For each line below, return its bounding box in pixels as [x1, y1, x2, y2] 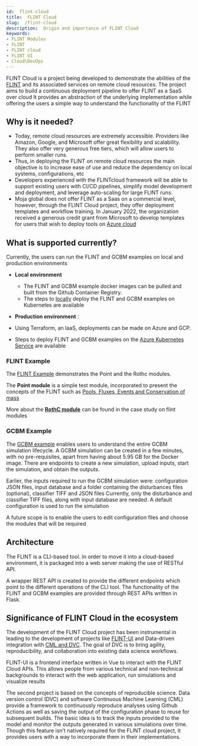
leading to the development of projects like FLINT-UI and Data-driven [6, 635, 174, 642]
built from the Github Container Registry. [23, 289, 122, 296]
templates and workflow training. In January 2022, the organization [14, 208, 179, 215]
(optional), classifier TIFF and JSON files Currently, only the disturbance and [6, 490, 192, 497]
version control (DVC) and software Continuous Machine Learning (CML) [6, 696, 183, 703]
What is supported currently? [6, 237, 117, 247]
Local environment [14, 271, 62, 278]
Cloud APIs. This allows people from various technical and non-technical [6, 665, 183, 673]
